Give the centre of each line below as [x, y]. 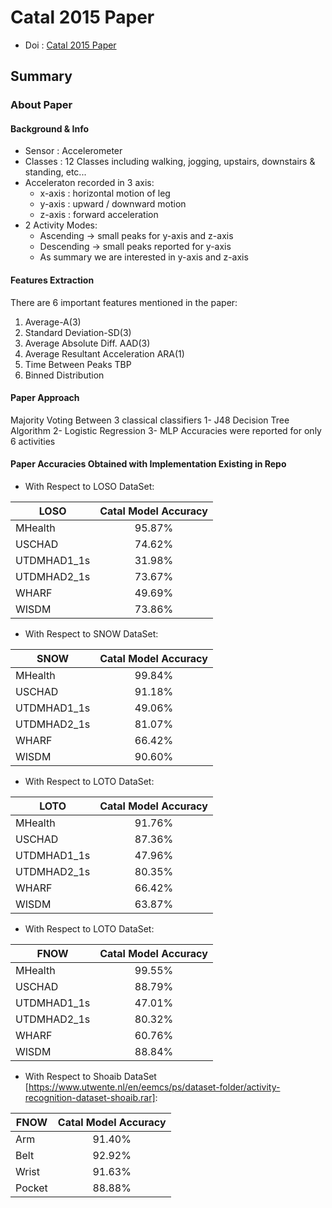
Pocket [31, 1188]
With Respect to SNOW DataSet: [91, 634]
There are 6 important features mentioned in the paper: [124, 302]
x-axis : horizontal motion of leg [105, 193]
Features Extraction [52, 280]
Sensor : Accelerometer [73, 151]
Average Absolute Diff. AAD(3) [87, 343]
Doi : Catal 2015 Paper [70, 45]
